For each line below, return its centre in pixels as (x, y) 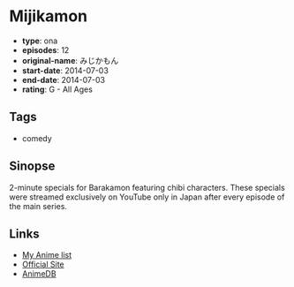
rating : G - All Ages (57, 89)
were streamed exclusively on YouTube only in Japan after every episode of (147, 197)
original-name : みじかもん (70, 60)
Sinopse (32, 166)
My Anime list (47, 255)
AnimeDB (39, 274)
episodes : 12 (45, 49)
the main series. (38, 206)
